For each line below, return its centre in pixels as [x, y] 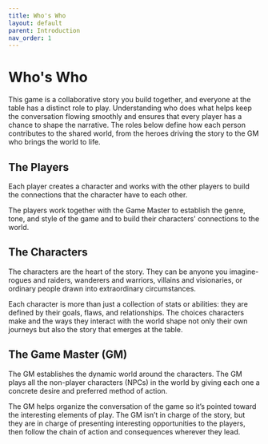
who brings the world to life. [55, 142]
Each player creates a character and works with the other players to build [129, 186]
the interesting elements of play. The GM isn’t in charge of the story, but [127, 414]
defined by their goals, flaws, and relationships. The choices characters [126, 312]
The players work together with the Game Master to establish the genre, [127, 210]
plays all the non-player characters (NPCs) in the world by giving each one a [134, 382]
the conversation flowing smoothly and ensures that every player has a [125, 117]
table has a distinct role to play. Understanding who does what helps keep [130, 108]
